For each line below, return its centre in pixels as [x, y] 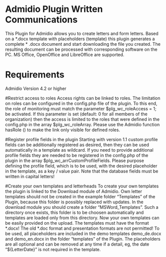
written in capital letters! [30, 176]
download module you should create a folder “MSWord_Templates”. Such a [82, 207]
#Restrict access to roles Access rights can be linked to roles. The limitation [83, 98]
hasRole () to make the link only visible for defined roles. [63, 130]
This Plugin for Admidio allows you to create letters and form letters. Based [82, 33]
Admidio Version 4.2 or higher [36, 88]
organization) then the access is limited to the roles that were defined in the [83, 119]
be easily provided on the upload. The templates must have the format [77, 223]
